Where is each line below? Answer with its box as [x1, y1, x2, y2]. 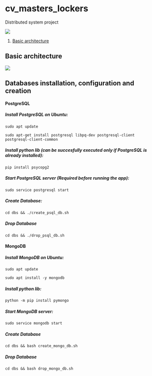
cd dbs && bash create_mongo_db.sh [5, 344, 78, 349]
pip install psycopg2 [5, 165, 50, 170]
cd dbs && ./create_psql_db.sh [5, 210, 69, 215]
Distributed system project [5, 19, 59, 25]
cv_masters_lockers [5, 3, 88, 14]
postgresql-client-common [5, 137, 58, 142]
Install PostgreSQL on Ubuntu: [5, 111, 68, 118]
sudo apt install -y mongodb [5, 275, 65, 280]
